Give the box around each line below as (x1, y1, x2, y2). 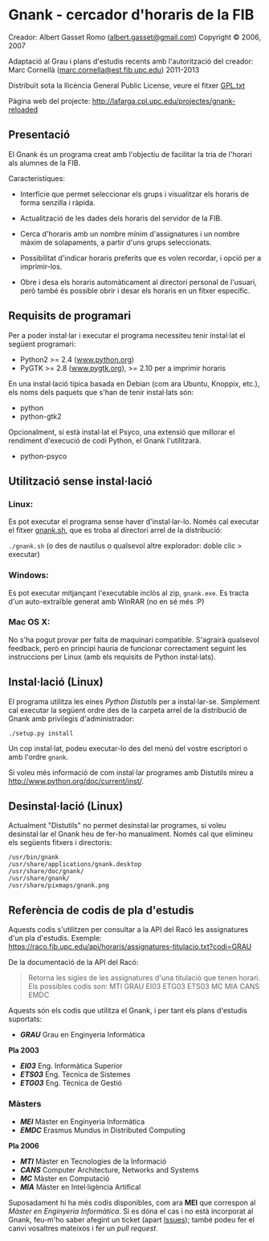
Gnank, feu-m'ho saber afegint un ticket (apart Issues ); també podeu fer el (8, 1214, 255, 1224)
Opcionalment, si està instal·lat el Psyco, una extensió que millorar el (8, 427, 235, 436)
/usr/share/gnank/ (8, 875, 70, 883)
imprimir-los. (19, 262, 63, 271)
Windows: (8, 570, 50, 581)
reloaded (8, 105, 39, 114)
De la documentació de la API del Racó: (8, 958, 139, 967)
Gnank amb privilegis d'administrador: (8, 714, 135, 724)
